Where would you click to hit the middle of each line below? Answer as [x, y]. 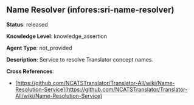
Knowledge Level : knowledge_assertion [57, 36]
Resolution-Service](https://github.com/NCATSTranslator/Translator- [101, 89]
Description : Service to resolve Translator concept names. [80, 59]
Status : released [27, 24]
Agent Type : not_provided [39, 48]
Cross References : [30, 71]
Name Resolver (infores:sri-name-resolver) [90, 10]
